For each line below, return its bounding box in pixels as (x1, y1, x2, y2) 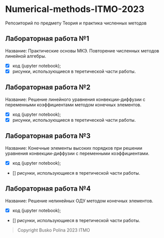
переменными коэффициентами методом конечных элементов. (5, 101, 142, 108)
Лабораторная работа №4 (5, 185, 91, 193)
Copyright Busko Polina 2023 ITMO (17, 227, 91, 233)
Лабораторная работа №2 (5, 83, 91, 92)
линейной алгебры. (5, 53, 46, 59)
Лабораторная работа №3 (5, 132, 91, 140)
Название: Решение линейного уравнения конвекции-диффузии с (5, 96, 146, 102)
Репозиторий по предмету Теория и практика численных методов (5, 20, 147, 26)
